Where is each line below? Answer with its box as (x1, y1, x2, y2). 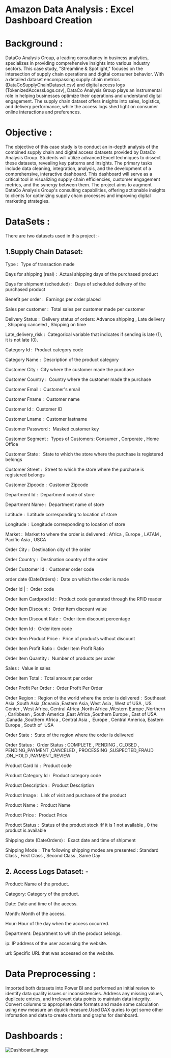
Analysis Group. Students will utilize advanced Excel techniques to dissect (5, 155, 161, 161)
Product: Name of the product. (5, 881, 70, 887)
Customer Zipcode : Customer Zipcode (5, 482, 89, 488)
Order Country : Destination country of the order (5, 556, 108, 562)
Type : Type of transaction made (5, 261, 75, 267)
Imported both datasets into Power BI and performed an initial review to (5, 984, 155, 991)
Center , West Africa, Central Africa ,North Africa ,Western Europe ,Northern (5, 706, 165, 712)
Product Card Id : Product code (5, 762, 72, 768)
